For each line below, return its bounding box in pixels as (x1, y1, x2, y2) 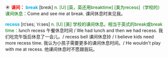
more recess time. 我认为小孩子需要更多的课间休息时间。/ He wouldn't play (5, 40, 161, 46)
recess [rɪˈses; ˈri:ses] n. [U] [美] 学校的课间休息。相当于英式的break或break (5, 21, 162, 27)
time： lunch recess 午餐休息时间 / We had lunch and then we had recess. (5, 27, 157, 33)
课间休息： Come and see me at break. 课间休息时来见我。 (5, 10, 126, 16)
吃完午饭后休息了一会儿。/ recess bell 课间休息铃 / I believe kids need (9, 34, 154, 39)
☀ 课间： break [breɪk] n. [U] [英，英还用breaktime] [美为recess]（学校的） (5, 4, 162, 10)
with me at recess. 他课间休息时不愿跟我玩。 (5, 46, 98, 52)
